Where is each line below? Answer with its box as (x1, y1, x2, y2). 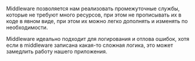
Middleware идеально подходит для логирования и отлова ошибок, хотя (6, 36, 190, 42)
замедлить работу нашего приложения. (6, 48, 108, 55)
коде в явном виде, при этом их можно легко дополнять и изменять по (6, 18, 188, 24)
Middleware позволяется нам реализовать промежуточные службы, (6, 5, 180, 12)
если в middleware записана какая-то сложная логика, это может (6, 41, 174, 49)
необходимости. (6, 24, 48, 31)
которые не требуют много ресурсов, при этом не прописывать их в (6, 11, 182, 18)
